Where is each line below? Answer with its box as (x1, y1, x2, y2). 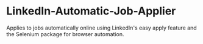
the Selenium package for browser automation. (6, 30, 124, 37)
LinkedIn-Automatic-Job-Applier (6, 4, 176, 18)
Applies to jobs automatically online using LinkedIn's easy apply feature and (6, 24, 197, 31)
